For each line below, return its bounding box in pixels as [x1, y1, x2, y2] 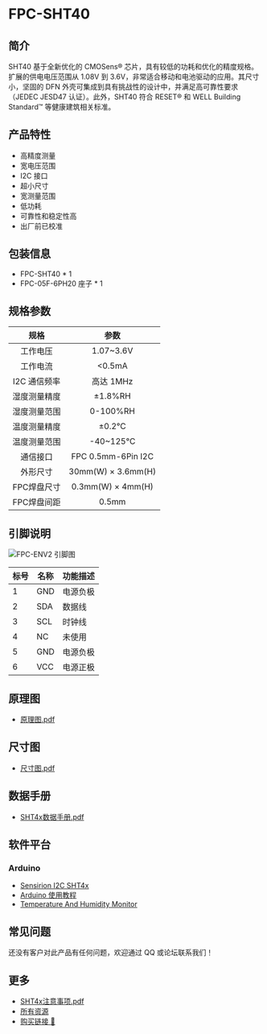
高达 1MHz [91, 376, 133, 387]
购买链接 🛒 [19, 1016, 55, 1026]
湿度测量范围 [12, 406, 62, 417]
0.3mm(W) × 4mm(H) [71, 481, 154, 492]
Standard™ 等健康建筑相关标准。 [8, 102, 116, 111]
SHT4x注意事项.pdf [19, 996, 84, 1006]
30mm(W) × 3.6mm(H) [68, 466, 157, 478]
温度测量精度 [12, 421, 62, 432]
